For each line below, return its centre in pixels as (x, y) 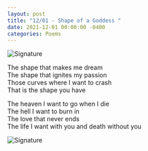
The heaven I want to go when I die (58, 104)
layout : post (26, 14)
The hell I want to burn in (43, 111)
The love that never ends (43, 119)
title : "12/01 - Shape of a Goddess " (64, 21)
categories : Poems (34, 34)
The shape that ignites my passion (57, 75)
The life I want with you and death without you (75, 127)
